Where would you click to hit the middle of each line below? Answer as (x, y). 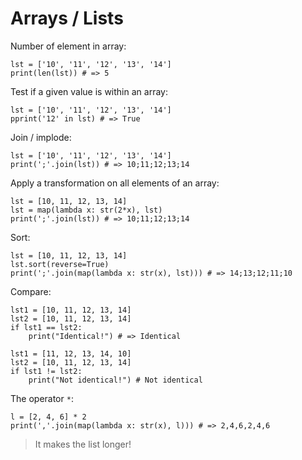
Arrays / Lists (67, 18)
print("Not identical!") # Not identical (115, 380)
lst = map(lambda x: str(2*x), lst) (86, 210)
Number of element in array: (68, 46)
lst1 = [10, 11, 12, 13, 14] (71, 310)
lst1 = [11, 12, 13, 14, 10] (71, 353)
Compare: (31, 291)
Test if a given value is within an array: (89, 91)
